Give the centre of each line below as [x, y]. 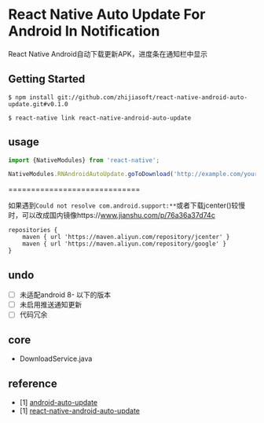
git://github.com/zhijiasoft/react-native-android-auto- [152, 97]
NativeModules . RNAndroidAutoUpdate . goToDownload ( [91, 175]
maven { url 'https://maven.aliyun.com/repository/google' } [124, 244]
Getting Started [47, 79]
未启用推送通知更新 [51, 305]
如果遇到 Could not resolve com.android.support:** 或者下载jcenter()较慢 [127, 205]
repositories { [33, 230]
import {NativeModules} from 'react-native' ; [84, 160]
